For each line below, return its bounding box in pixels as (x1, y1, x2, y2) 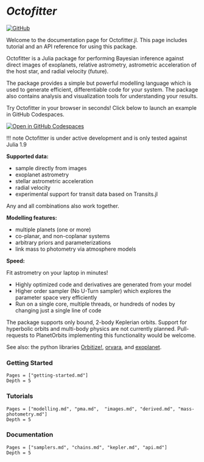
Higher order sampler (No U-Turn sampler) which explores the (15, 287, 172, 294)
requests (6, 331, 29, 339)
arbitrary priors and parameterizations (15, 239, 111, 246)
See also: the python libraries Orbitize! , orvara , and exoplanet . (6, 343, 162, 350)
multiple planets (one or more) (15, 226, 91, 233)
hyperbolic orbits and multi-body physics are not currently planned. (6, 325, 177, 332)
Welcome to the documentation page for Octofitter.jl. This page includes (6, 36, 188, 43)
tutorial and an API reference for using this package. (6, 43, 138, 50)
